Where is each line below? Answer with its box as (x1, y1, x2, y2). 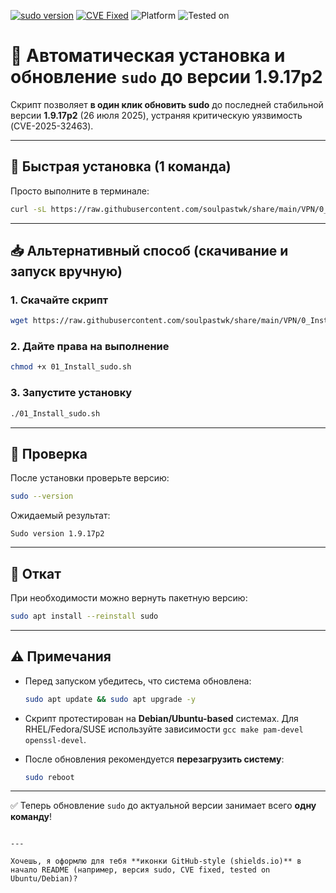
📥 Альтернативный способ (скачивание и (10, 243, 289, 260)
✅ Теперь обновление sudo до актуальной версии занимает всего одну (10, 800, 317, 812)
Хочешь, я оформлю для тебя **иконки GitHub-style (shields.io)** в (10, 856, 302, 867)
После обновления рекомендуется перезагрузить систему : (24, 753, 285, 765)
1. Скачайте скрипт (10, 293, 109, 307)
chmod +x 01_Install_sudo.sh (10, 362, 132, 372)
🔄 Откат (10, 565, 62, 582)
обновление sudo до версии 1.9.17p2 (10, 66, 323, 89)
